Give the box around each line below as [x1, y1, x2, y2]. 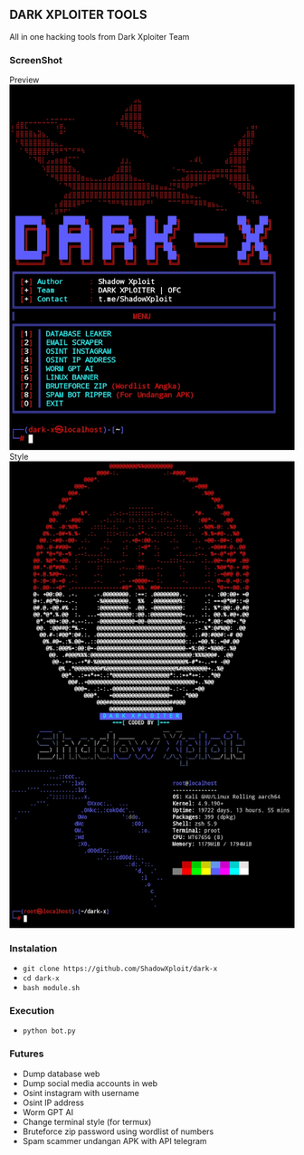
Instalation [9, 941, 58, 954]
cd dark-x [22, 973, 61, 983]
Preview [9, 74, 40, 85]
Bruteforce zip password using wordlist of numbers [22, 1126, 214, 1137]
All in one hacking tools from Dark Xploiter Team [9, 31, 190, 42]
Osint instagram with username [22, 1087, 140, 1098]
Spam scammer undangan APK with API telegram [22, 1135, 207, 1146]
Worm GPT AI [22, 1106, 74, 1117]
